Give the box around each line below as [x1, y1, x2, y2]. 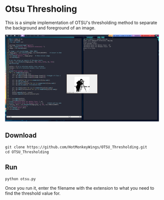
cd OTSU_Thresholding [5, 150, 49, 155]
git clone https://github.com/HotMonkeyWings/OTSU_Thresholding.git [5, 145, 147, 150]
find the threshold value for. [5, 190, 61, 197]
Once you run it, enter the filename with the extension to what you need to [5, 185, 155, 191]
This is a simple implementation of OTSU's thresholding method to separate [5, 20, 158, 25]
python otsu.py [5, 176, 36, 182]
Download [5, 131, 37, 139]
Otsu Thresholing [5, 3, 77, 15]
